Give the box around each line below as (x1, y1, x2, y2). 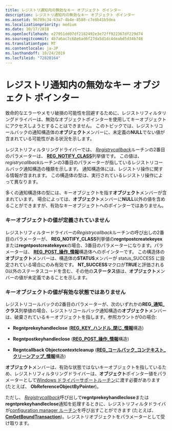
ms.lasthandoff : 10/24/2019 (5, 50, 66, 56)
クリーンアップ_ (12, 353, 47, 359)
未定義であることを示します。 (27, 274, 91, 280)
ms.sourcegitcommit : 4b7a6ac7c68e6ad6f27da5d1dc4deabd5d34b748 (5, 37, 143, 42)
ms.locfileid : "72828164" (5, 55, 60, 61)
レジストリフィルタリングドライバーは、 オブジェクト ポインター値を (14, 370, 158, 376)
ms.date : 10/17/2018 (5, 27, 50, 32)
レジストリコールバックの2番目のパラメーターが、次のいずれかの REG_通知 (5, 301, 163, 307)
